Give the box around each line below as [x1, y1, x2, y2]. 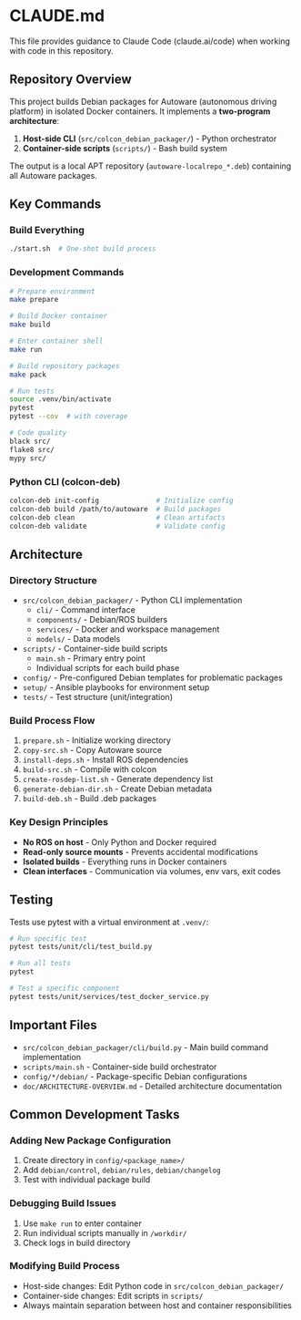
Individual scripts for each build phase [35, 663, 180, 674]
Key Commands [9, 197, 102, 212]
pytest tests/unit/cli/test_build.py [9, 943, 153, 952]
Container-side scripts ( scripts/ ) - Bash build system [22, 142, 227, 153]
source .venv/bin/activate [9, 395, 112, 404]
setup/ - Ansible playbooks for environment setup [22, 682, 210, 693]
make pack [9, 370, 47, 379]
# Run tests [9, 387, 55, 396]
